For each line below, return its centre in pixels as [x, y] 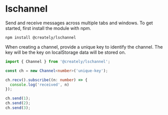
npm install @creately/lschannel [41, 37]
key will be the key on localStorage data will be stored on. [66, 52]
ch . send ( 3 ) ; [18, 108]
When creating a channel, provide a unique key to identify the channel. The [84, 47]
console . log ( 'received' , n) [40, 85]
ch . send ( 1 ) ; [18, 99]
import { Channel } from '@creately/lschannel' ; [58, 61]
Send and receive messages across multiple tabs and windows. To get [79, 23]
